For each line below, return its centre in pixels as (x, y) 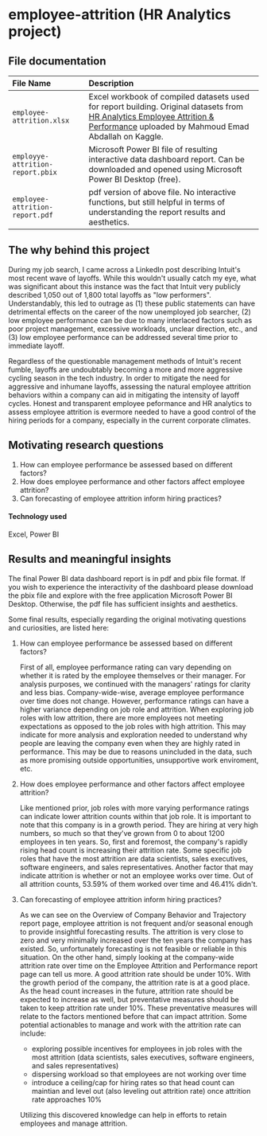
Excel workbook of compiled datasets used (169, 97)
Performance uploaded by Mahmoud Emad (169, 127)
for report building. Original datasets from (166, 107)
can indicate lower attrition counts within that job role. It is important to (135, 816)
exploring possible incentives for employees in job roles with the (137, 1048)
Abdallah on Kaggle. (126, 137)
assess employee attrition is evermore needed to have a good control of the (132, 412)
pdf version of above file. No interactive (163, 192)
